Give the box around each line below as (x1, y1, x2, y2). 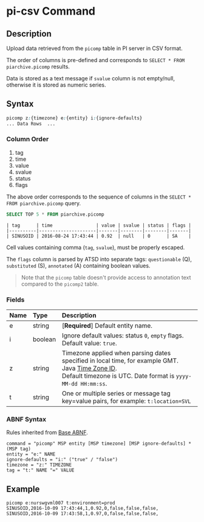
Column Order (6, 135, 49, 144)
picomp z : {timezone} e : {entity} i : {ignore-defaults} (6, 115, 143, 121)
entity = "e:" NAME (6, 451, 56, 457)
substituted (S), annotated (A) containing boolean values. (6, 262, 151, 269)
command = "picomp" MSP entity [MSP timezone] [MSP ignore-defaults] (6, 440, 186, 447)
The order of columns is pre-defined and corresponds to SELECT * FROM (6, 57, 185, 63)
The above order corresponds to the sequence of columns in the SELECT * (6, 193, 191, 200)
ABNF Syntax (6, 415, 47, 423)
